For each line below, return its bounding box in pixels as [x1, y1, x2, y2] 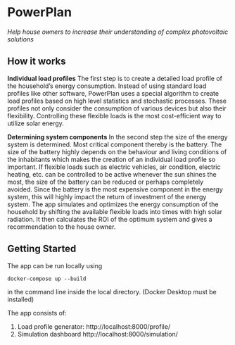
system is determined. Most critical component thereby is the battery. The [7, 140, 222, 149]
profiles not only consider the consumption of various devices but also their [7, 103, 227, 113]
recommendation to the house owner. [7, 222, 116, 231]
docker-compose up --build [7, 275, 87, 282]
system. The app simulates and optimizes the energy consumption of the [7, 200, 219, 208]
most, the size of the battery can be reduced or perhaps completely [7, 177, 204, 186]
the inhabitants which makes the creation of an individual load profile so [7, 155, 216, 163]
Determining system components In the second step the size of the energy [7, 132, 228, 141]
